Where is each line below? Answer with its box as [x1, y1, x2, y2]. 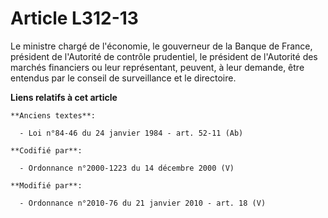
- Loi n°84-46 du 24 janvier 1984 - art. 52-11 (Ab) [19, 128, 244, 138]
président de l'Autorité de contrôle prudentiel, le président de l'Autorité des [10, 50, 318, 62]
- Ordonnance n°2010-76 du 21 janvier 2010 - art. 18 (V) [19, 198, 267, 208]
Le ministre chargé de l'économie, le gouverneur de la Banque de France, [10, 40, 313, 52]
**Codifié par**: [10, 145, 83, 156]
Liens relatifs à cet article [10, 91, 118, 103]
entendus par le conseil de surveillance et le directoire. [10, 72, 237, 84]
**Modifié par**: [10, 180, 83, 191]
